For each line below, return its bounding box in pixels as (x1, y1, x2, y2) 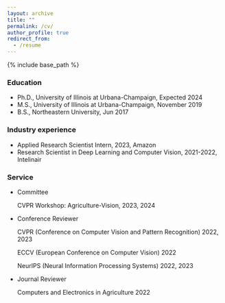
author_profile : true (7, 29, 69, 36)
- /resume (13, 42, 41, 49)
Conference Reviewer (16, 214, 79, 223)
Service (7, 172, 34, 182)
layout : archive (7, 10, 54, 17)
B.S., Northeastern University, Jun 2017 (16, 108, 129, 117)
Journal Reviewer (16, 275, 67, 283)
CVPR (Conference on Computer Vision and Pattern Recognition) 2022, (16, 228, 219, 236)
